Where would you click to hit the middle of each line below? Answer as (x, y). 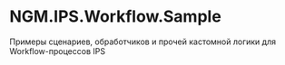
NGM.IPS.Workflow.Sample (116, 17)
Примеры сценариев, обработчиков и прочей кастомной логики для (143, 42)
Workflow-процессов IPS (58, 51)
